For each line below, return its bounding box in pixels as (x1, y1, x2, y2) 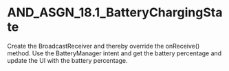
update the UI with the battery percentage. (7, 56, 129, 64)
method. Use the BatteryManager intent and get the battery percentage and (7, 49, 222, 57)
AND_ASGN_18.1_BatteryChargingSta (7, 5, 223, 20)
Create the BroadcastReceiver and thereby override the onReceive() (7, 42, 200, 50)
